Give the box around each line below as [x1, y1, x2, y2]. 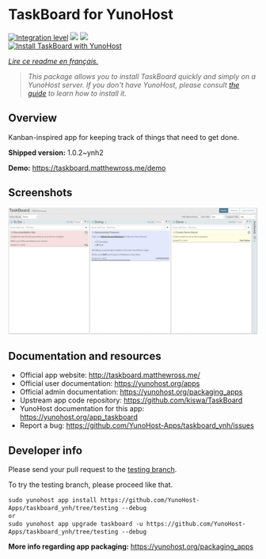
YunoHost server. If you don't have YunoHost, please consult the [27, 80, 240, 89]
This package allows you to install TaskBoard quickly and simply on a [27, 71, 256, 81]
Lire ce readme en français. [8, 56, 99, 66]
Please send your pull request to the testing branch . [8, 465, 177, 474]
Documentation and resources [8, 349, 161, 363]
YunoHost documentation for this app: [19, 404, 145, 414]
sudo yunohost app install [8, 497, 97, 504]
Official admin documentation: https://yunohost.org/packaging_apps [19, 387, 243, 397]
